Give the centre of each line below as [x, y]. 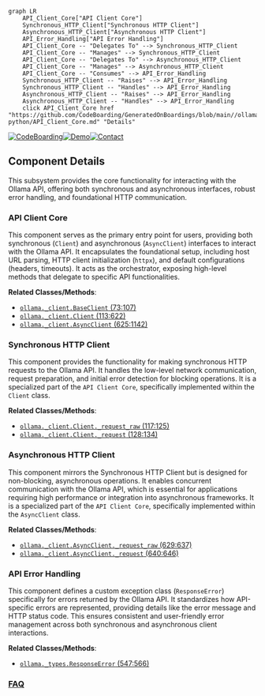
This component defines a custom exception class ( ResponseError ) [116, 591]
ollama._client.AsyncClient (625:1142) [84, 325]
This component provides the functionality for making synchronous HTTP [127, 362]
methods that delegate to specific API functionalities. [94, 277]
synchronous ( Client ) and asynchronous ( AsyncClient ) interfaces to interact [132, 243]
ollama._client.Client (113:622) [73, 316]
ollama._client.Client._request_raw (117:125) [94, 426]
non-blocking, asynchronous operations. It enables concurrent [110, 480]
